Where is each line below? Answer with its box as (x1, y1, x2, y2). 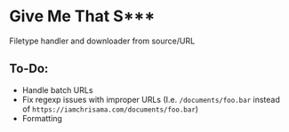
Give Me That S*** (9, 6, 156, 27)
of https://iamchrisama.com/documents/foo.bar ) (21, 104, 198, 114)
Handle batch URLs (21, 84, 93, 95)
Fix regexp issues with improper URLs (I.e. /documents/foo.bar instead (21, 94, 280, 105)
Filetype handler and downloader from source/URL (9, 35, 196, 46)
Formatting (21, 113, 62, 123)
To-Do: (9, 61, 49, 76)
